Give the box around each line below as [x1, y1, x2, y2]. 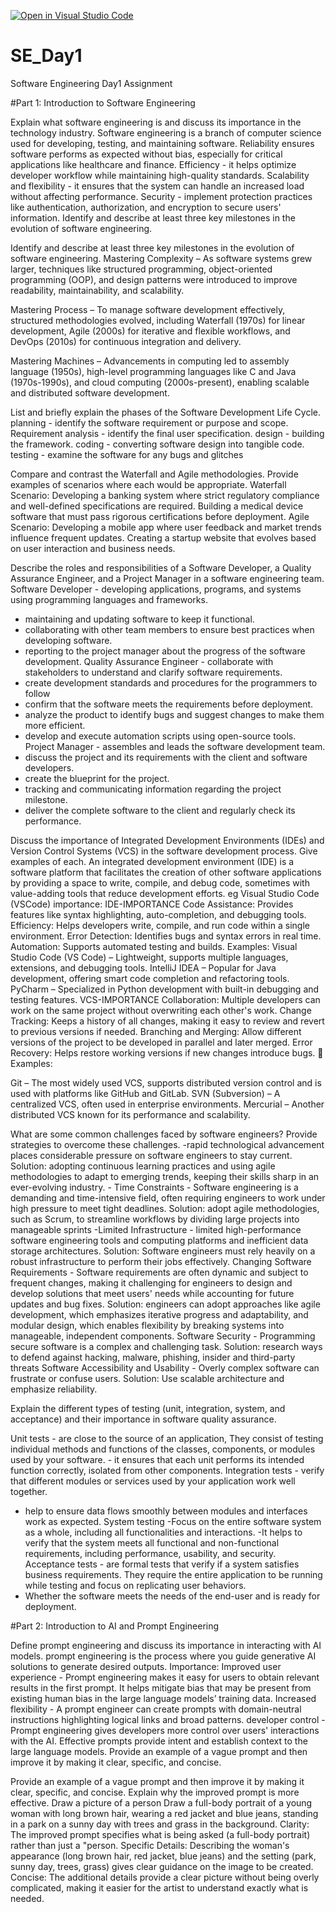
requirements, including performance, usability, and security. [24, 1547, 277, 1559]
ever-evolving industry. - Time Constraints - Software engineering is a [10, 1181, 299, 1193]
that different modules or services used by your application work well [10, 1475, 296, 1487]
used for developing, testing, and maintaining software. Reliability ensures [10, 137, 315, 149]
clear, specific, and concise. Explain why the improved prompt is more [10, 1786, 300, 1798]
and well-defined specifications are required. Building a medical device [10, 500, 304, 512]
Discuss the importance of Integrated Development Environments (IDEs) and [10, 834, 325, 846]
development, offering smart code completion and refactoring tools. [10, 972, 290, 984]
